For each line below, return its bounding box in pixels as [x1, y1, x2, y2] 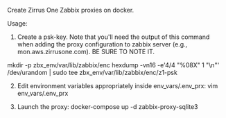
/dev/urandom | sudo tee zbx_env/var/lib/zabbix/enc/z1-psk [7, 69, 178, 76]
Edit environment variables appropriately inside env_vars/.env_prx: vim [17, 82, 218, 90]
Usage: [7, 19, 28, 27]
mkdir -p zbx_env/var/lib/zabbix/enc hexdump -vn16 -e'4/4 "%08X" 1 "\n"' [7, 61, 220, 69]
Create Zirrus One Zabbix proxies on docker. [7, 6, 134, 14]
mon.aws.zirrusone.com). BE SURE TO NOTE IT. [17, 48, 155, 56]
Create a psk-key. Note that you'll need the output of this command [17, 33, 210, 41]
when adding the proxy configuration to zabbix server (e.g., [17, 40, 188, 48]
